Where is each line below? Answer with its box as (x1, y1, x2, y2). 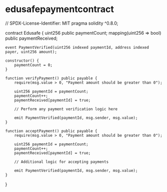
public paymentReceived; (5, 35, 58, 41)
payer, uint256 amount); (5, 49, 57, 54)
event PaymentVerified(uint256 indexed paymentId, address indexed (5, 45, 149, 50)
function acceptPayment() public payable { (5, 128, 98, 134)
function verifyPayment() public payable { (5, 75, 98, 81)
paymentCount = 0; (14, 62, 53, 67)
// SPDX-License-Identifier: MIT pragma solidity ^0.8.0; (5, 20, 119, 26)
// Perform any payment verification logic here (14, 107, 118, 112)
